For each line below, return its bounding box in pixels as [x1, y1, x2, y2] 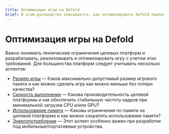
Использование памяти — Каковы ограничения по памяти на [12, 107, 145, 113]
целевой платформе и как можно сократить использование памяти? [12, 113, 161, 119]
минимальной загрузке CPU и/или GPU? [12, 102, 100, 108]
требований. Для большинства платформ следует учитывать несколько [5, 60, 160, 66]
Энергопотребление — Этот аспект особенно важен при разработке [12, 118, 161, 124]
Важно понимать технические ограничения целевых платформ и [5, 50, 145, 56]
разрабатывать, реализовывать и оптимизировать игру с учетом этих [5, 55, 157, 61]
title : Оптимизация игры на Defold [5, 7, 80, 12]
